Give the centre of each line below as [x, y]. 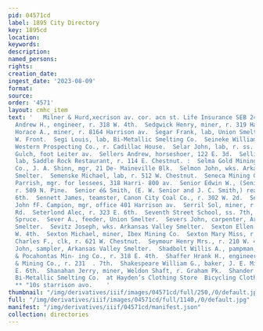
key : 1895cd [27, 30]
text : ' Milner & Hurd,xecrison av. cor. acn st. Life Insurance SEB [127, 118]
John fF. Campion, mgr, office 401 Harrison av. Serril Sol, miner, [131, 205]
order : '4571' [31, 103]
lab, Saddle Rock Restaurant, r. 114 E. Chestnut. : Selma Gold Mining [136, 162]
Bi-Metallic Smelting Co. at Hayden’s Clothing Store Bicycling [126, 278]
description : [29, 52]
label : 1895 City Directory [54, 23]
